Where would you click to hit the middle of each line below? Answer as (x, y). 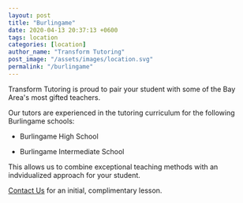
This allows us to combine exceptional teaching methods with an (113, 167)
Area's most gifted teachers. (54, 97)
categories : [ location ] (47, 45)
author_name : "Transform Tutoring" (67, 52)
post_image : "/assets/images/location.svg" (81, 60)
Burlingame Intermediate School (72, 151)
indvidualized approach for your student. (74, 175)
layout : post (30, 15)
